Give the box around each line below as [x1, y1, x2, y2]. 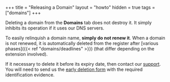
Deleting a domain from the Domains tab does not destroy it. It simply [5, 20, 152, 25]
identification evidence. [5, 72, 55, 78]
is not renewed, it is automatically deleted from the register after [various [5, 40, 159, 46]
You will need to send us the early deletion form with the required [5, 66, 143, 72]
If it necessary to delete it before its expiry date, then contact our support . [5, 61, 161, 67]
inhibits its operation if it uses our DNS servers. [5, 25, 105, 31]
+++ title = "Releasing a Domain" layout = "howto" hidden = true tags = [5, 5, 155, 10]
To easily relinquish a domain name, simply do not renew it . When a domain [5, 35, 165, 41]
